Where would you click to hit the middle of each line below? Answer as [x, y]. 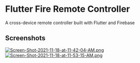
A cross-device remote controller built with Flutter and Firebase [70, 23]
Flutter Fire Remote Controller [68, 9]
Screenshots [25, 38]
